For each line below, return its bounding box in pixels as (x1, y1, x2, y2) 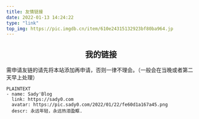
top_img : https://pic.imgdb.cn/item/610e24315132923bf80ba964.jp (6, 25, 173, 32)
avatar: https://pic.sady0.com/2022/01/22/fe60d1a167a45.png (11, 102, 168, 108)
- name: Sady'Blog (6, 91, 52, 97)
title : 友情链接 (6, 8, 43, 15)
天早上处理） (6, 74, 38, 81)
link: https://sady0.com (11, 97, 74, 103)
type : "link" (6, 20, 39, 26)
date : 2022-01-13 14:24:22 (6, 14, 74, 20)
